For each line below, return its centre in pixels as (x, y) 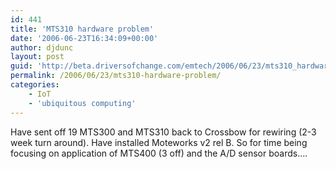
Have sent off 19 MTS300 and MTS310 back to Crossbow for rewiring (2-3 (163, 132)
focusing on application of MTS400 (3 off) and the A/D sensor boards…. (159, 153)
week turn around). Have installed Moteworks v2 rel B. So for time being (159, 142)
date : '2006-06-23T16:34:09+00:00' (84, 38)
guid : (21, 66)
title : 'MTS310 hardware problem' (82, 29)
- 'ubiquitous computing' (82, 103)
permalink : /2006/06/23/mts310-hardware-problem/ (116, 76)
